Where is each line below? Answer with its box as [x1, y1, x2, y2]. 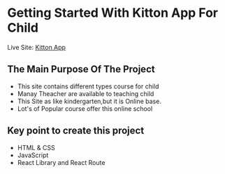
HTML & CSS [17, 143, 55, 152]
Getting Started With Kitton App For [7, 5, 219, 21]
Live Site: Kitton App [7, 43, 66, 51]
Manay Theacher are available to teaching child [17, 89, 154, 98]
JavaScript [17, 151, 49, 159]
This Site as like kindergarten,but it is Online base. [17, 97, 162, 105]
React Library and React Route [17, 158, 106, 166]
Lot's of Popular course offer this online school [17, 104, 153, 113]
